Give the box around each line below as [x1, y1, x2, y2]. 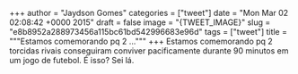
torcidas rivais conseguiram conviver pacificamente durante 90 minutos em [9, 45, 289, 56]
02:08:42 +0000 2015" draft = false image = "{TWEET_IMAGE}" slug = [9, 17, 271, 28]
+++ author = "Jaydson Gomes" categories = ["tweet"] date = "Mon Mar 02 [9, 8, 289, 18]
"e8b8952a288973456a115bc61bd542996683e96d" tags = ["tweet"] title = [9, 27, 287, 37]
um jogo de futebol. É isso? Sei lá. [9, 55, 135, 65]
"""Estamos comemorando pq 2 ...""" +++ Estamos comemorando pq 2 [9, 36, 274, 46]
